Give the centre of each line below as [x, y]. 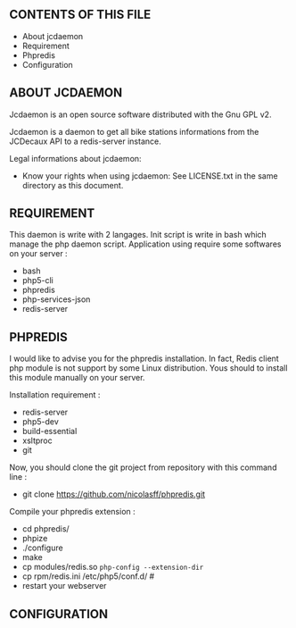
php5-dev [41, 422]
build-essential [49, 431]
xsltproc [37, 440]
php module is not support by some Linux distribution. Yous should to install [148, 368]
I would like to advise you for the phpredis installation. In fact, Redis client [144, 359]
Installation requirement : [55, 395]
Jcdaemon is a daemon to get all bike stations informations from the [134, 131]
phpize [35, 539]
